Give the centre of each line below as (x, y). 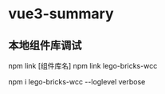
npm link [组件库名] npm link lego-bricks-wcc (83, 66)
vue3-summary (61, 14)
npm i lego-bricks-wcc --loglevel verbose (77, 82)
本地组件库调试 (45, 45)
